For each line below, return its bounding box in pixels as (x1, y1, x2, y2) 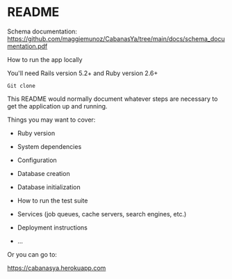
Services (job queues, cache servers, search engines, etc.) (17, 209, 187, 218)
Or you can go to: (7, 250, 58, 258)
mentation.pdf (7, 42, 48, 50)
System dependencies (17, 142, 82, 150)
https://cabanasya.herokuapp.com (7, 264, 106, 272)
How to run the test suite (17, 196, 88, 205)
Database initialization (17, 182, 81, 191)
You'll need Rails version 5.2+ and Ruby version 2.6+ (7, 69, 158, 77)
